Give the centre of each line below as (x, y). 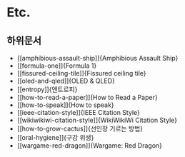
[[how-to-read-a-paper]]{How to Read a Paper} (87, 97)
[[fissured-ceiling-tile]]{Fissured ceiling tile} (82, 73)
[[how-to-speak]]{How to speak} (66, 105)
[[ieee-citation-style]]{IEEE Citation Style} (78, 112)
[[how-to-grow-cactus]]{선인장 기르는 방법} (80, 128)
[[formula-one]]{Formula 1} (57, 66)
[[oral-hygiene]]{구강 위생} (55, 137)
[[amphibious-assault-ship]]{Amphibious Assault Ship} (97, 58)
